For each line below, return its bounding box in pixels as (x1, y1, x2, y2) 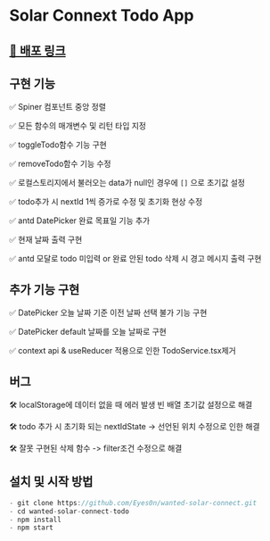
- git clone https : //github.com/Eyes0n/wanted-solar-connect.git (9, 498, 257, 507)
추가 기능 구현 (9, 282, 80, 297)
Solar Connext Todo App (9, 5, 194, 26)
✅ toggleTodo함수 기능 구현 (9, 139, 107, 150)
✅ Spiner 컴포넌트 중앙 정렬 (9, 102, 107, 112)
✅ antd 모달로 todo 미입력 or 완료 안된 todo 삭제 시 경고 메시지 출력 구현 (9, 254, 262, 264)
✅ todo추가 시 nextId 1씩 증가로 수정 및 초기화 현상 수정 (9, 196, 203, 207)
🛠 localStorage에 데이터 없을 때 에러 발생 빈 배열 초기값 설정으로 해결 (9, 399, 253, 411)
